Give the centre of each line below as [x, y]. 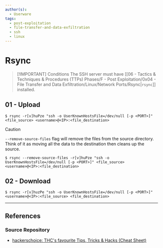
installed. [26, 89]
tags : [10, 18]
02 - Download [28, 181]
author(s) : [16, 9]
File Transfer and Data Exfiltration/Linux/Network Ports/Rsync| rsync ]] [86, 84]
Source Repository [27, 230]
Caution [13, 129]
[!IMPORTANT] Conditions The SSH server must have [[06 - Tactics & [86, 74]
